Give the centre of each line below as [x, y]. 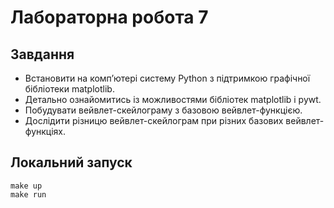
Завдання [42, 54]
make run [28, 194]
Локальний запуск [71, 162]
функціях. [45, 131]
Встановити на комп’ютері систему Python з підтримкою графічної [167, 78]
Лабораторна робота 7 [109, 17]
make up [26, 186]
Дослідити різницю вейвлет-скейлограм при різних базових [154, 120]
